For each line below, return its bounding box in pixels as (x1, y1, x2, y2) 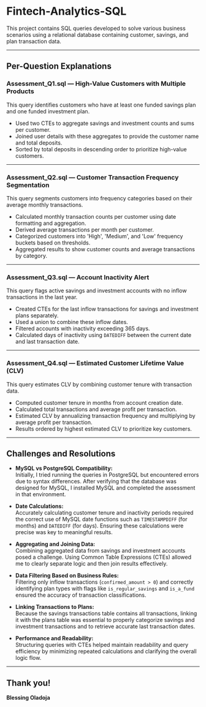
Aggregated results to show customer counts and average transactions (15, 245, 195, 252)
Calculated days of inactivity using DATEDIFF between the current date (15, 331, 192, 339)
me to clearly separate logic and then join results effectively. (15, 560, 168, 567)
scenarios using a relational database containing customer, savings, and (6, 31, 189, 38)
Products (6, 87, 35, 96)
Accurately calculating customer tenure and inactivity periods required (15, 509, 194, 516)
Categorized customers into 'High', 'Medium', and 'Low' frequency (15, 232, 183, 240)
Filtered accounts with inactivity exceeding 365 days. (15, 325, 150, 332)
